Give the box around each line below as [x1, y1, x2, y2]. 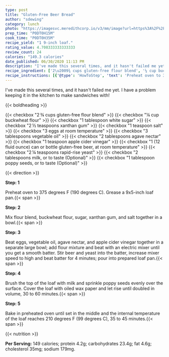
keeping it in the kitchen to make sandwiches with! [5, 92, 110, 98]
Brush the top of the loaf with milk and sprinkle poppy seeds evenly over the [5, 280, 163, 286]
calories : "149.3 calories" [5, 54, 64, 59]
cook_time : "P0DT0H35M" [5, 36, 55, 41]
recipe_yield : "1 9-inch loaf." [5, 40, 73, 45]
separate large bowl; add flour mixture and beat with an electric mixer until [5, 244, 160, 250]
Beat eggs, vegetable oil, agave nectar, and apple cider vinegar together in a [5, 239, 163, 245]
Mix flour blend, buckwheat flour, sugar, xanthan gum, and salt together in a [5, 214, 162, 220]
